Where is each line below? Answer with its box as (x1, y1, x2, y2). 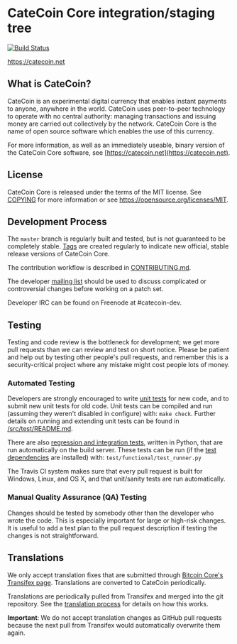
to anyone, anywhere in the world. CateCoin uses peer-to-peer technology (7, 104, 226, 113)
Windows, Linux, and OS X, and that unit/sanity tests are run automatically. (7, 474, 226, 484)
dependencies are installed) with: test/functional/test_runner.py (7, 453, 202, 462)
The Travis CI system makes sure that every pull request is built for (7, 467, 203, 476)
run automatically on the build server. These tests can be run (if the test (7, 446, 216, 454)
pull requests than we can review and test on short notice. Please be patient (7, 346, 229, 354)
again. (7, 628, 26, 637)
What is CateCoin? (7, 78, 92, 90)
